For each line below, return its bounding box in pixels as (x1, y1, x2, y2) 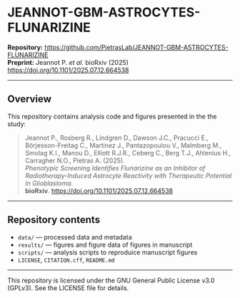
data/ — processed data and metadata (17, 232, 132, 241)
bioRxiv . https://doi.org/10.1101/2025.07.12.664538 (24, 186, 174, 195)
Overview (7, 93, 52, 106)
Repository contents (7, 214, 101, 226)
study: (7, 119, 26, 128)
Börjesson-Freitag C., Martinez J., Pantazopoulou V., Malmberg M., (24, 140, 222, 150)
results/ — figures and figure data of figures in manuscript (17, 240, 193, 249)
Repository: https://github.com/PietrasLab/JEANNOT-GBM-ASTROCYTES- (7, 43, 229, 51)
